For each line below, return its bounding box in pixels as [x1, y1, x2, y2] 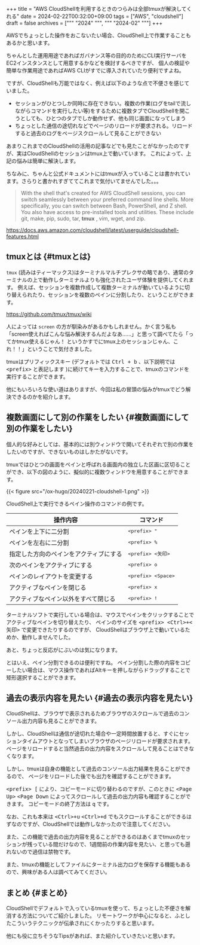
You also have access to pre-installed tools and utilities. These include [20, 209, 194, 215]
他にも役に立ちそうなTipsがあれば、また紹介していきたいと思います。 [6, 932, 179, 940]
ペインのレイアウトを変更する [9, 572, 94, 580]
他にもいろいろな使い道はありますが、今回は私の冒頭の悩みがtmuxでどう [6, 385, 186, 393]
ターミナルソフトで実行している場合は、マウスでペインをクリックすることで [6, 611, 195, 618]
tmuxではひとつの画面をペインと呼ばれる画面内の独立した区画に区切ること [6, 461, 191, 468]
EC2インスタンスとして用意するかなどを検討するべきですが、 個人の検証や [6, 59, 190, 66]
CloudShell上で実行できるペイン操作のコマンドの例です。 [6, 500, 147, 507]
